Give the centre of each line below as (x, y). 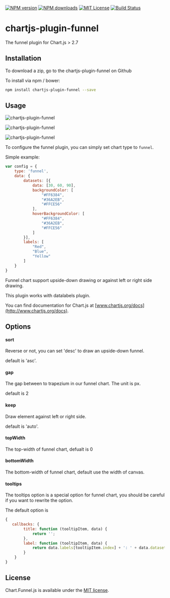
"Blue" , (40, 251)
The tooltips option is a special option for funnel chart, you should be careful (85, 495)
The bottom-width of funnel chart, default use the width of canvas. (75, 472)
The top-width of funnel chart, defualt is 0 (49, 449)
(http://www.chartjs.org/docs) (36, 310)
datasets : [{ (37, 181)
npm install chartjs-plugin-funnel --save (51, 90)
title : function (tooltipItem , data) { (66, 529)
